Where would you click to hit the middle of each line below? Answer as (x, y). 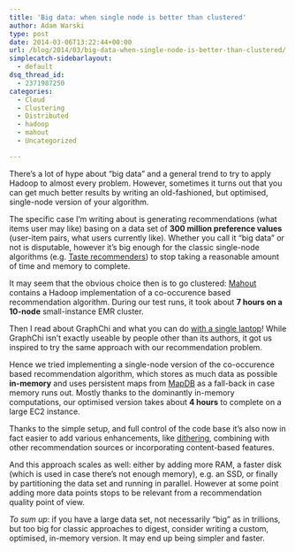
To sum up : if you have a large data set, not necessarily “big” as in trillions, (145, 519)
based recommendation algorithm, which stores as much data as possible (144, 373)
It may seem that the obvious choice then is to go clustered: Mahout (133, 283)
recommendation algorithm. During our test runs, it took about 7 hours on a (146, 302)
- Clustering (41, 108)
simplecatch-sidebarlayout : (61, 58)
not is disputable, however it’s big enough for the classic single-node (135, 247)
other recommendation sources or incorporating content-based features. (142, 447)
